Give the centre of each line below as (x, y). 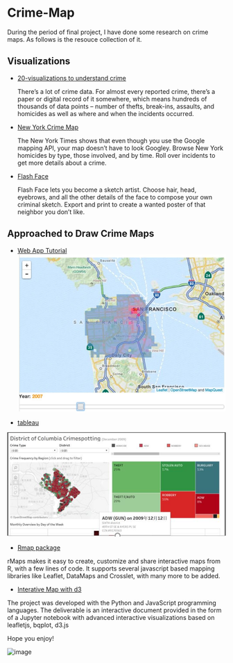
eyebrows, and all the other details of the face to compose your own (115, 197)
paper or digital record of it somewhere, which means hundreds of (112, 99)
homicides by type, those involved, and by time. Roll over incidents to (116, 155)
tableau (28, 423)
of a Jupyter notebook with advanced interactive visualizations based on (111, 618)
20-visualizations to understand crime (71, 78)
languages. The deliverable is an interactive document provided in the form (114, 610)
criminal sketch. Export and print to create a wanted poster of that (111, 204)
